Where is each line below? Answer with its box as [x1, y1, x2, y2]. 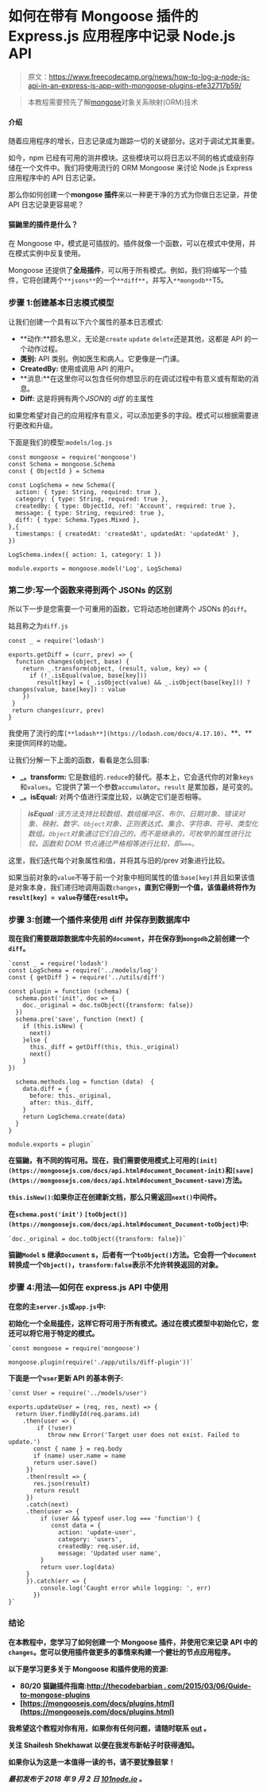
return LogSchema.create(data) [22, 1113, 126, 1121]
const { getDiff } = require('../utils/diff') [8, 974, 165, 982]
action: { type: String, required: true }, [15, 488, 161, 496]
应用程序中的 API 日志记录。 [8, 173, 101, 183]
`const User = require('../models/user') [8, 1389, 148, 1397]
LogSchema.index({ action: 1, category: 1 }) [8, 551, 161, 559]
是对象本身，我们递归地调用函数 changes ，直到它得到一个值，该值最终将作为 [8, 882, 257, 892]
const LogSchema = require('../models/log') [8, 967, 158, 975]
